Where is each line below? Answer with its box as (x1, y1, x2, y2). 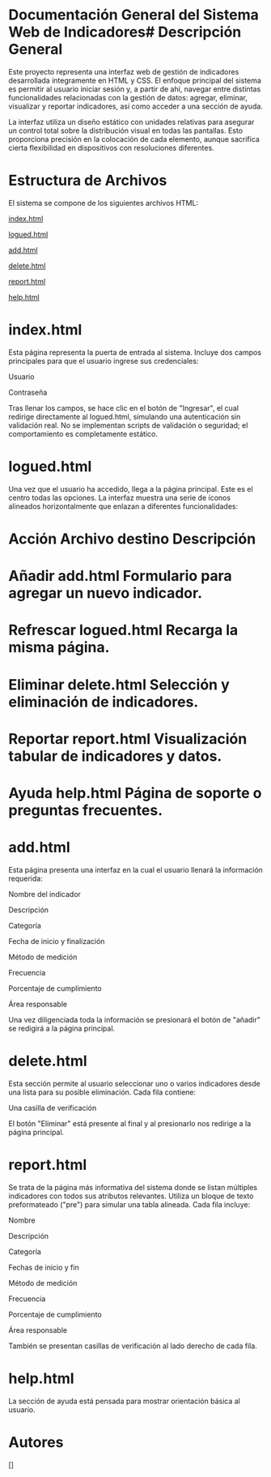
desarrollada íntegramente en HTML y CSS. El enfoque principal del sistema (8, 75, 261, 85)
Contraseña (8, 387, 48, 397)
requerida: (8, 873, 43, 883)
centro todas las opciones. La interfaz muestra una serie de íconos (8, 493, 231, 502)
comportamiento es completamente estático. (8, 429, 158, 438)
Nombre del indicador (8, 889, 81, 899)
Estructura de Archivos (8, 172, 167, 190)
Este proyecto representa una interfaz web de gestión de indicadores (8, 66, 239, 76)
